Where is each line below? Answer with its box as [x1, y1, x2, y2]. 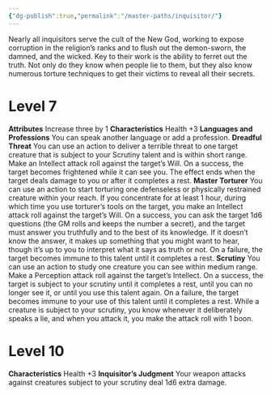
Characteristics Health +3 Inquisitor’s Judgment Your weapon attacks [8, 368, 247, 378]
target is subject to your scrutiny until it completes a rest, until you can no [8, 279, 253, 289]
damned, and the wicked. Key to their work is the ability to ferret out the [8, 51, 248, 61]
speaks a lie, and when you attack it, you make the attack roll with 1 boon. [8, 313, 253, 323]
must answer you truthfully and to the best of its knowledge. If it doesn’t [8, 227, 248, 237]
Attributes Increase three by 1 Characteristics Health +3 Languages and [8, 123, 253, 134]
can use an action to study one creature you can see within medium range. [8, 261, 258, 272]
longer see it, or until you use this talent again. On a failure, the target [8, 287, 239, 297]
